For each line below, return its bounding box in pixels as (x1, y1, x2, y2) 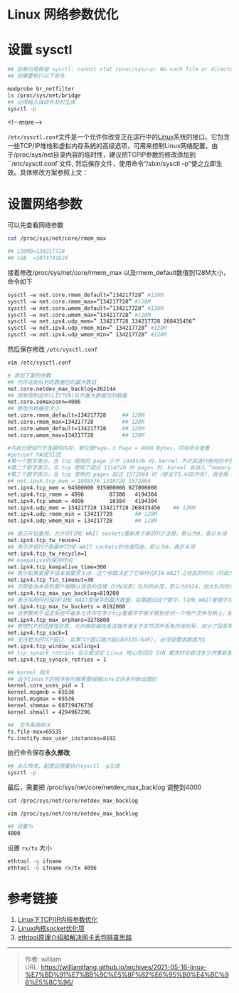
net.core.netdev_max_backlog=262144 (7, 385, 116, 392)
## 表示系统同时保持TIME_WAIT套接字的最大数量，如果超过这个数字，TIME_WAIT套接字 (7, 596, 228, 603)
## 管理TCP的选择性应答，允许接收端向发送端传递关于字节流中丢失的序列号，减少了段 (7, 623, 223, 630)
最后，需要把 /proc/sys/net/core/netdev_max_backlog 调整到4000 (7, 783, 202, 791)
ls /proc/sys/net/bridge (7, 92, 81, 99)
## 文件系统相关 (7, 721, 51, 729)
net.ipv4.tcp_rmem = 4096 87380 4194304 (7, 491, 158, 498)
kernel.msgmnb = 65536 (7, 689, 75, 696)
